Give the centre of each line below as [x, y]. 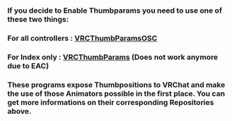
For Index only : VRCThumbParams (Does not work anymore [112, 57]
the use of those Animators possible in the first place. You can [116, 94]
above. [19, 111]
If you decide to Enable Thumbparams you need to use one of [115, 11]
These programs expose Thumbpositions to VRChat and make [116, 84]
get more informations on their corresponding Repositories [111, 102]
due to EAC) [28, 65]
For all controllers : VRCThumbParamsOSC [82, 38]
